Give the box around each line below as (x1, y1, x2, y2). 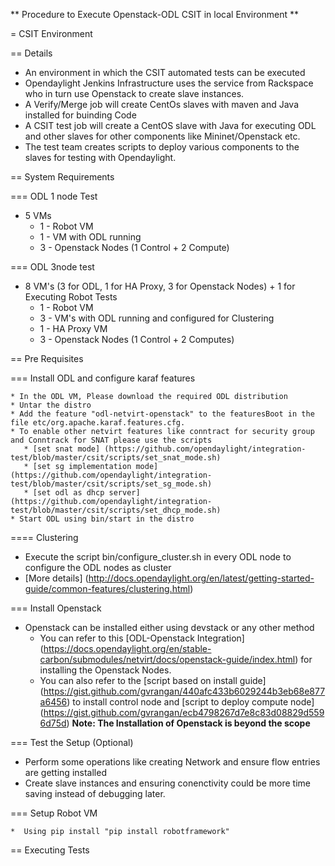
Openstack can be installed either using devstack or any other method (24, 622, 315, 633)
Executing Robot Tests (24, 291, 118, 303)
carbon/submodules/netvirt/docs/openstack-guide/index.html (39, 654, 296, 665)
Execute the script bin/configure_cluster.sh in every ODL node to (24, 551, 292, 563)
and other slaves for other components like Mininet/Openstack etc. (24, 130, 301, 142)
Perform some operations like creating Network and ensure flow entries (24, 756, 321, 768)
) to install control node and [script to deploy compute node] (66, 696, 315, 708)
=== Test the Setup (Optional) (10, 737, 134, 748)
